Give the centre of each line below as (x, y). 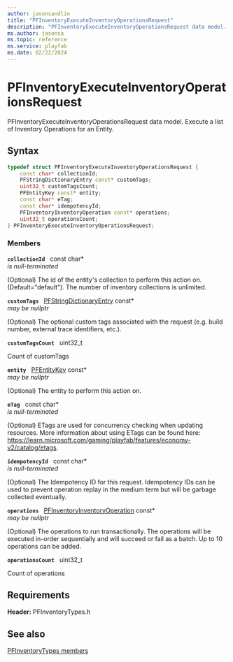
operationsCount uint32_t (45, 559)
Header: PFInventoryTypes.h (49, 612)
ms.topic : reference (37, 40)
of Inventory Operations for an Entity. (61, 129)
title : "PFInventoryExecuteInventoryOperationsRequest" (90, 20)
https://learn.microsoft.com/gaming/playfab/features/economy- (99, 440)
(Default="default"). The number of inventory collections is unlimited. (107, 287)
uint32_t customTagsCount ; (59, 187)
